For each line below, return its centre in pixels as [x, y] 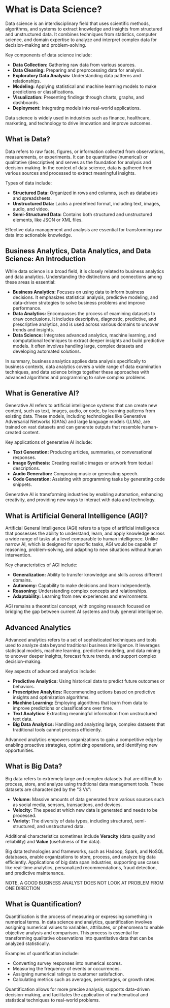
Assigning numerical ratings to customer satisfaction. [68, 974]
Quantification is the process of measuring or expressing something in [79, 917]
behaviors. [24, 686]
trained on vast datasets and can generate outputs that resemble [73, 427]
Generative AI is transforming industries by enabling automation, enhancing [84, 495]
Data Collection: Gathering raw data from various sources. [74, 65]
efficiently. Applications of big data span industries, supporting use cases [82, 862]
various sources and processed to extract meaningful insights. [71, 173]
